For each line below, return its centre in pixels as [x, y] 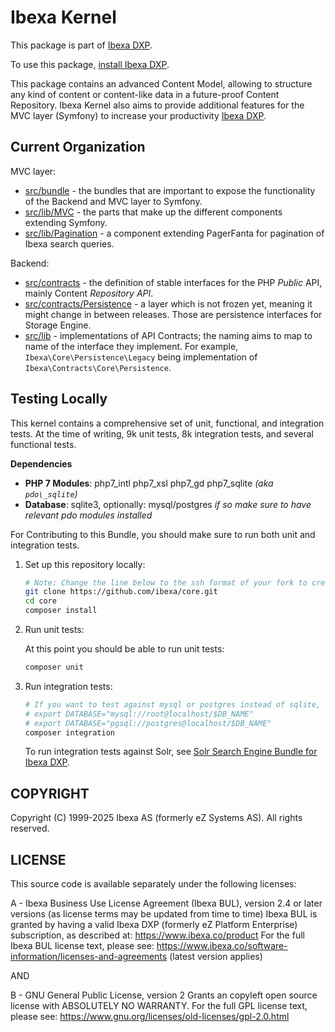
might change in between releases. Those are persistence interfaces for [173, 314]
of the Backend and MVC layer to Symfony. [113, 201]
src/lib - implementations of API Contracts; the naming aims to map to [168, 335]
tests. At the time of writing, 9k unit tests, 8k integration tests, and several [162, 433]
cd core [40, 601]
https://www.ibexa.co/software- [222, 946]
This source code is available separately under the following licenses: [153, 884]
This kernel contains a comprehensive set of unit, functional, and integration [167, 423]
